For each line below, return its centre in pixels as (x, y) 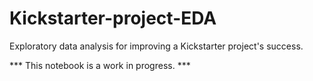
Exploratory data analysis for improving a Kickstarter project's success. (156, 46)
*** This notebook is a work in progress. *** (100, 65)
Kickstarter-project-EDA (113, 18)
